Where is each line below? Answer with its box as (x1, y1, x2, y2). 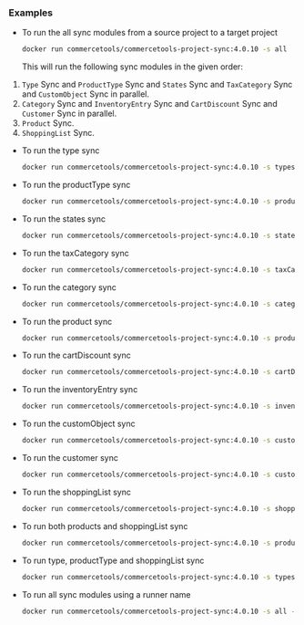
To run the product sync (21, 316, 113, 327)
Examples (8, 6, 54, 19)
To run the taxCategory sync (21, 247, 129, 258)
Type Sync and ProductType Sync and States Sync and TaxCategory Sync (21, 79, 293, 90)
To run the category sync (21, 281, 117, 293)
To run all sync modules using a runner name (21, 589, 191, 599)
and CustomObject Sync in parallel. (21, 89, 150, 99)
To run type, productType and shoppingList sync (21, 555, 205, 566)
